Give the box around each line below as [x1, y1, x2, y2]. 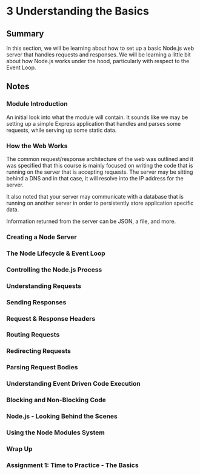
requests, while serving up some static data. [6, 126, 117, 134]
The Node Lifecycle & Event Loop [6, 249, 106, 258]
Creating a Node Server [6, 233, 77, 241]
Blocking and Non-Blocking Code [6, 396, 106, 405]
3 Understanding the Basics [6, 4, 150, 18]
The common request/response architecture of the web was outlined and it [6, 155, 194, 162]
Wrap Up [6, 445, 33, 453]
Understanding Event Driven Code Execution [6, 380, 141, 388]
